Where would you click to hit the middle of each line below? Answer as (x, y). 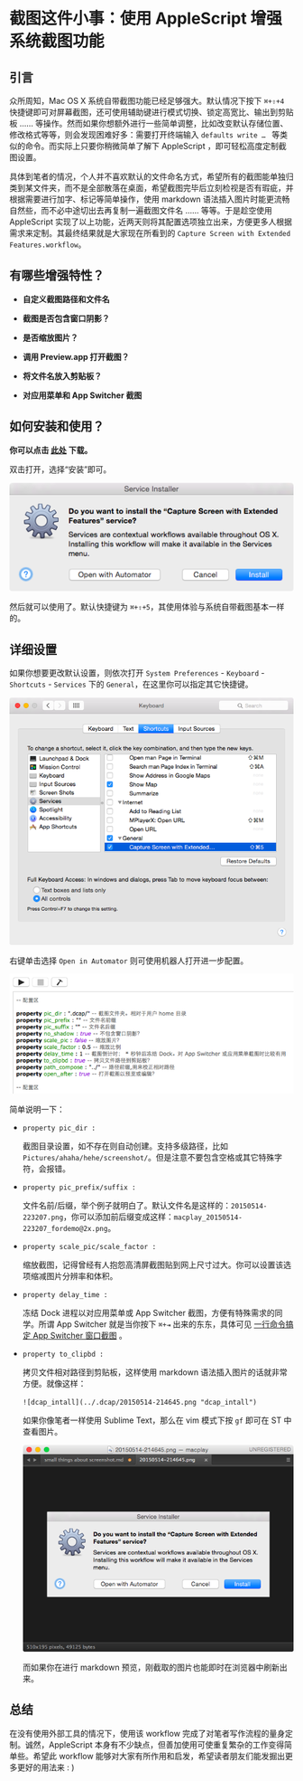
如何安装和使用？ (57, 426)
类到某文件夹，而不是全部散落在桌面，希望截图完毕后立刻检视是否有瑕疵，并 (151, 188)
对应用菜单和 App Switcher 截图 (82, 395)
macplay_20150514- (208, 1217)
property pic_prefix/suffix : (79, 1187)
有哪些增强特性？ (57, 275)
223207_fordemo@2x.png (65, 1228)
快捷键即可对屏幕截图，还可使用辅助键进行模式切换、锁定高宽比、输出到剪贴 (151, 112)
